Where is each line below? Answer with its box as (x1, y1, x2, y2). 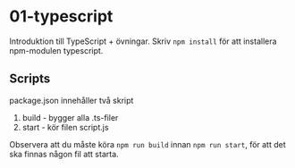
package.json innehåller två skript (9, 95, 134, 105)
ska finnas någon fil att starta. (9, 148, 119, 159)
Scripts (9, 71, 51, 87)
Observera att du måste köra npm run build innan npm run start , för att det (9, 139, 286, 149)
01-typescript (9, 6, 114, 27)
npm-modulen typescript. (9, 45, 104, 55)
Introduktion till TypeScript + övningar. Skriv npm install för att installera (9, 36, 277, 46)
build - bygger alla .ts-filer (21, 112, 119, 122)
